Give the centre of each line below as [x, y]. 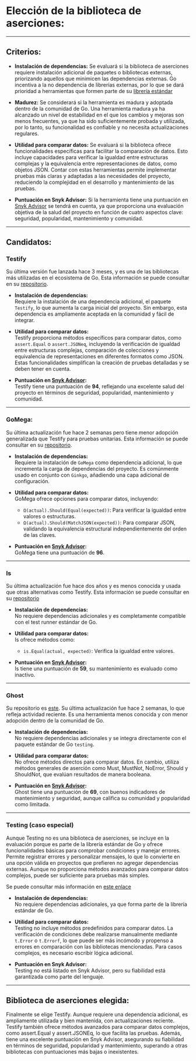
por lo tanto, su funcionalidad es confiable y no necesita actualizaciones [101, 127]
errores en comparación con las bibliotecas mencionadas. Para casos [98, 946]
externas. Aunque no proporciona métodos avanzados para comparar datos [97, 869]
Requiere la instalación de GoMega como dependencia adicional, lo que [98, 462]
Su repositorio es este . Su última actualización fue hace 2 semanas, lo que [95, 708]
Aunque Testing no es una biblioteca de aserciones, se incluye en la [87, 838]
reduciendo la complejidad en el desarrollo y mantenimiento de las [94, 182]
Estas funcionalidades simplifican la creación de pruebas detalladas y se [102, 363]
